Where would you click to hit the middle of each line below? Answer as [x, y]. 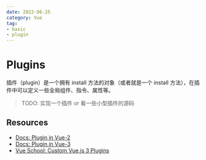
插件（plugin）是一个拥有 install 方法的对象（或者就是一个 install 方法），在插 [103, 82]
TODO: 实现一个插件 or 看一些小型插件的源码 [78, 103]
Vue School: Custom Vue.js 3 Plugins [62, 150]
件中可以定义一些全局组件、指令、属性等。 [60, 90]
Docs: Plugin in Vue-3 [43, 144]
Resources [27, 123]
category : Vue [25, 18]
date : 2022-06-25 [29, 12]
